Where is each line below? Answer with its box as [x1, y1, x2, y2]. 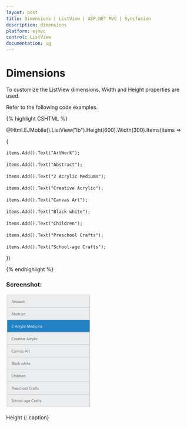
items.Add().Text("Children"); [6, 221, 83, 226]
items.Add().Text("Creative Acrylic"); [6, 185, 104, 191]
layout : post [6, 9, 38, 15]
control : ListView [6, 34, 51, 41]
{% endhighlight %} [6, 265, 54, 273]
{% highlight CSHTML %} [6, 115, 68, 122]
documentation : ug [6, 41, 51, 46]
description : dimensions [6, 22, 67, 28]
